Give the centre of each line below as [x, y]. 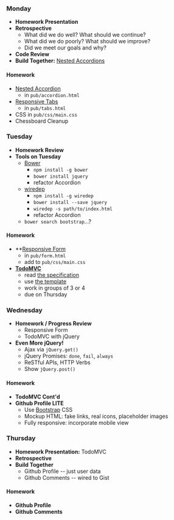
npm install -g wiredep [63, 196]
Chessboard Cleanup [42, 121]
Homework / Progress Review [54, 324]
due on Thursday [46, 294]
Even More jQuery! [39, 343]
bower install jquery [61, 176]
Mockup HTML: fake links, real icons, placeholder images [96, 416]
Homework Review [39, 150]
